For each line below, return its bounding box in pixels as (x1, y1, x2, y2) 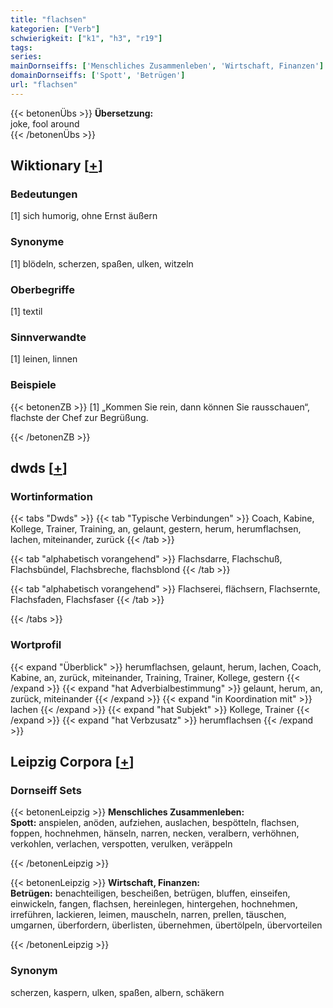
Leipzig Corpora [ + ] (10, 754, 135, 770)
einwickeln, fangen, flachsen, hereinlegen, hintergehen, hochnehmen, (10, 898, 298, 910)
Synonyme (10, 235, 65, 249)
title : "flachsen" (10, 14, 87, 25)
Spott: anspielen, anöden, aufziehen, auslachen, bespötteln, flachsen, (10, 817, 300, 829)
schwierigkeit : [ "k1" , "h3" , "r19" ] (10, 33, 163, 43)
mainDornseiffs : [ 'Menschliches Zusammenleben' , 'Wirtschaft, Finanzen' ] (10, 61, 325, 71)
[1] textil (10, 306, 43, 318)
